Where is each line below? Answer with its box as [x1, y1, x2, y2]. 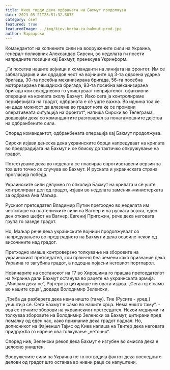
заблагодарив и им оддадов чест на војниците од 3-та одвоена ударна [5, 71, 160, 77]
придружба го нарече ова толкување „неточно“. [5, 329, 110, 334]
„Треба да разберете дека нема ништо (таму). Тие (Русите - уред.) [5, 296, 151, 302]
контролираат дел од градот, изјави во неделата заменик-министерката [5, 187, 163, 193]
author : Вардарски [5, 31, 44, 36]
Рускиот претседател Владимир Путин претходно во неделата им [5, 202, 149, 208]
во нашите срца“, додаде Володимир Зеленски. [5, 286, 109, 292]
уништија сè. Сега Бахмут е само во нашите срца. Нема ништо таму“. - [5, 302, 160, 307]
